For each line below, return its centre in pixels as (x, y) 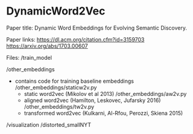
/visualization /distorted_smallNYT (49, 124)
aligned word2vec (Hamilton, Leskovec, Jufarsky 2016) (92, 100)
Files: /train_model (29, 57)
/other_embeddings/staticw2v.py (56, 87)
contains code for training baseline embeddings (74, 81)
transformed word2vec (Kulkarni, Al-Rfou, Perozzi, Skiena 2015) (103, 113)
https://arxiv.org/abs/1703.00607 (47, 46)
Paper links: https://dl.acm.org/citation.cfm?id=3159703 (75, 39)
